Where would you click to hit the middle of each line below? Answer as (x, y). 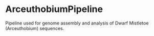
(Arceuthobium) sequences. (35, 28)
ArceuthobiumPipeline (54, 9)
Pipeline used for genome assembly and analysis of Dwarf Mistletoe (77, 23)
